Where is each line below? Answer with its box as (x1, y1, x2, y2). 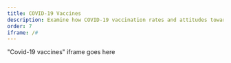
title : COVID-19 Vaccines (7, 10, 81, 17)
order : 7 (7, 23, 32, 29)
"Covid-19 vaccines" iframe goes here (7, 48, 115, 56)
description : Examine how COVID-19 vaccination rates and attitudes (7, 16, 208, 23)
